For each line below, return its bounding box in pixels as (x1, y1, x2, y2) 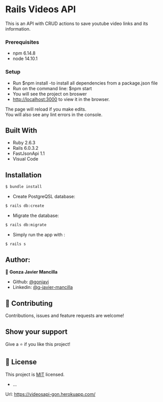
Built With (5, 126, 37, 135)
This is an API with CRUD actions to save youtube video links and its (5, 20, 148, 26)
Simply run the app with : (12, 231, 65, 237)
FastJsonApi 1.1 (12, 150, 45, 156)
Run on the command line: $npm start (12, 85, 92, 91)
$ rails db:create (5, 203, 44, 208)
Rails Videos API (5, 4, 76, 15)
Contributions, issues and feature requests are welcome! (5, 312, 124, 319)
